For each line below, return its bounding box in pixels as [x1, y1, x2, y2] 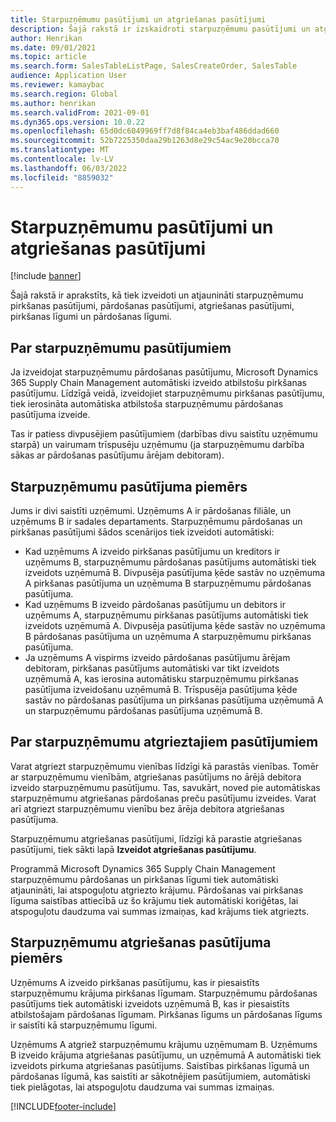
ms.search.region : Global [10, 89, 118, 99]
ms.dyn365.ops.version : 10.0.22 [10, 117, 145, 127]
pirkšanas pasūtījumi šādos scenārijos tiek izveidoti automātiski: [10, 526, 275, 538]
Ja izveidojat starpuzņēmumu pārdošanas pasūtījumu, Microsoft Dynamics [10, 366, 319, 378]
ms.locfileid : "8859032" [10, 172, 114, 183]
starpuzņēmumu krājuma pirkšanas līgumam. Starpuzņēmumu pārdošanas [10, 987, 318, 999]
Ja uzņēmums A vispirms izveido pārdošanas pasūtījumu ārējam [24, 652, 291, 664]
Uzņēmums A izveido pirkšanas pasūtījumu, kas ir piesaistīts [10, 976, 260, 988]
